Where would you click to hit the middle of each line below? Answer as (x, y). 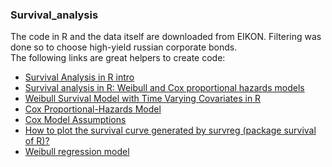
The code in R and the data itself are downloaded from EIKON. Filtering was (166, 37)
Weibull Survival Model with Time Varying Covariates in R (143, 99)
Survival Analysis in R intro (79, 77)
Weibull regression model (77, 152)
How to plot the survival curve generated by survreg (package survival (170, 130)
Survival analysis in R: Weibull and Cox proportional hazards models (164, 88)
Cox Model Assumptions (75, 120)
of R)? (37, 141)
